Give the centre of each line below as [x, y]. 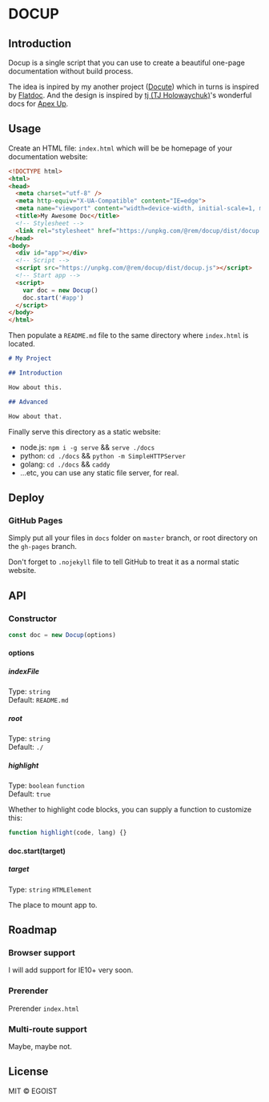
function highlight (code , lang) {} [68, 833]
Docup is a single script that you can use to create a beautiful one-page [127, 62]
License [28, 1072]
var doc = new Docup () [60, 290]
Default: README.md [38, 700]
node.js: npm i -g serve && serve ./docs [87, 447]
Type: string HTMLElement [50, 889]
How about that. [35, 416]
